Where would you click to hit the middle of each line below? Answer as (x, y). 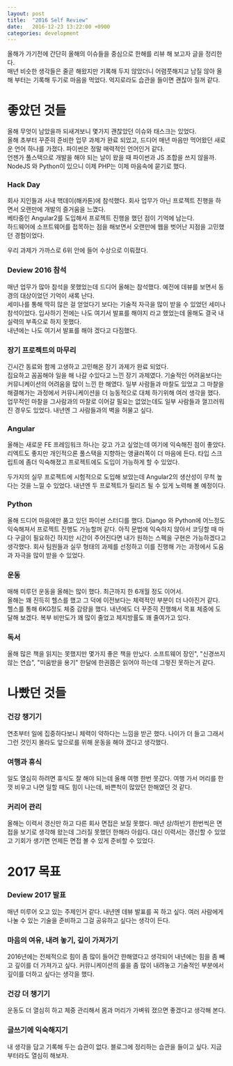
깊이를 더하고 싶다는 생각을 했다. (51, 974)
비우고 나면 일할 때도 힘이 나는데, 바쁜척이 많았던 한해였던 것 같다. (103, 787)
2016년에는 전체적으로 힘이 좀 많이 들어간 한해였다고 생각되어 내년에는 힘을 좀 (112, 957)
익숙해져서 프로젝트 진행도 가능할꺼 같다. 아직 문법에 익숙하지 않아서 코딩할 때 (112, 529)
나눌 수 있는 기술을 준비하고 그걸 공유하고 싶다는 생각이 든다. (89, 920)
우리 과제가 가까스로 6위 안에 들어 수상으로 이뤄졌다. (78, 250)
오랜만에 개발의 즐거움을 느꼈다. (63, 209)
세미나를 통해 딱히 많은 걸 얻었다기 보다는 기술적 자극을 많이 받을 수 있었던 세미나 (116, 304)
